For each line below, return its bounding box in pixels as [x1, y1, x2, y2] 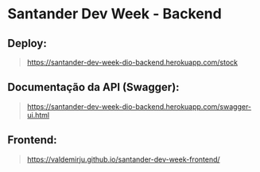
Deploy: [7, 37, 47, 50]
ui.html [26, 110, 50, 119]
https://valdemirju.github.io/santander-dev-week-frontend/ [26, 154, 220, 164]
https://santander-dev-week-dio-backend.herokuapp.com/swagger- [26, 101, 252, 111]
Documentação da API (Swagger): [7, 80, 180, 94]
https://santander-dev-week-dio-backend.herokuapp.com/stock [26, 57, 239, 67]
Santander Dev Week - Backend [7, 5, 222, 23]
